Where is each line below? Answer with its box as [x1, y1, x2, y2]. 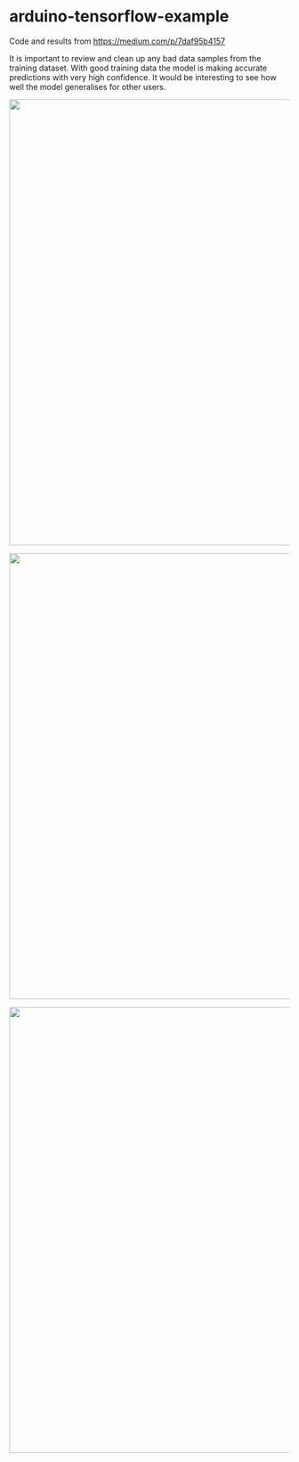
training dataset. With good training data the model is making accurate [9, 62, 268, 73]
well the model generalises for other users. [9, 81, 166, 92]
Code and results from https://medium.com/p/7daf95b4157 [9, 36, 225, 46]
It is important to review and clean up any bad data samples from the [9, 53, 262, 63]
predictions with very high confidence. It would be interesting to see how [9, 71, 278, 82]
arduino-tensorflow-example [9, 6, 230, 27]
